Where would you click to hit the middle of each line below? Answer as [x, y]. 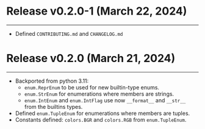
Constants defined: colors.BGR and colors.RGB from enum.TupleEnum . [101, 119]
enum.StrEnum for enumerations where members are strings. [99, 94]
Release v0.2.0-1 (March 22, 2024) [97, 11]
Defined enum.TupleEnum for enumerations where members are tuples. [103, 113]
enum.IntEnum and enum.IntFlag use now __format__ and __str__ [105, 100]
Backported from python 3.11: [52, 81]
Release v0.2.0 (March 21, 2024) [91, 58]
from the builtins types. [53, 106]
